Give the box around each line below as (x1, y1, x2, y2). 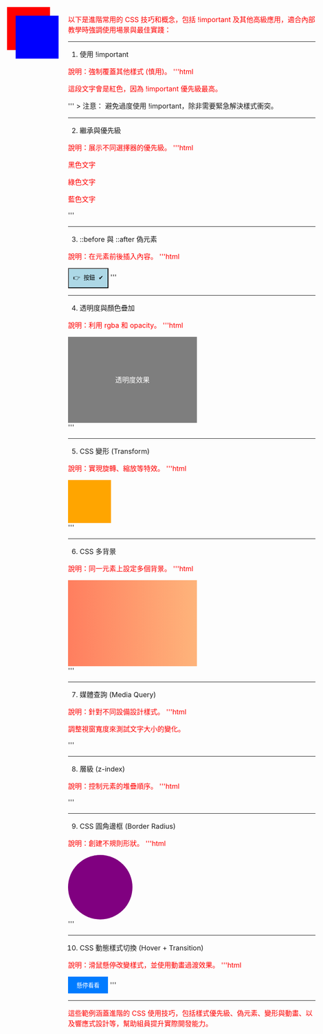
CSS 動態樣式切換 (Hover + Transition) (79, 943, 204, 952)
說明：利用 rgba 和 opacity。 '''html (68, 321, 183, 330)
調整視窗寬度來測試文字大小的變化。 (68, 724, 186, 733)
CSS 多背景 (79, 547, 116, 556)
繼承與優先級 (79, 126, 122, 135)
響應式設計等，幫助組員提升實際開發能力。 (75, 1019, 213, 1028)
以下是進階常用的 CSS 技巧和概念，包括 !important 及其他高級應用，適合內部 (68, 15, 315, 24)
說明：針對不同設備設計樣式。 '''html (68, 707, 187, 716)
